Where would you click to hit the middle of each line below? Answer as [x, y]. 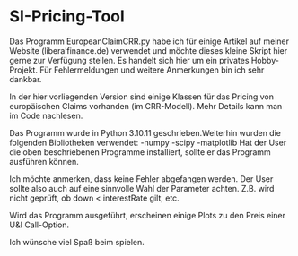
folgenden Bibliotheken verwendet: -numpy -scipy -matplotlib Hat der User [148, 142]
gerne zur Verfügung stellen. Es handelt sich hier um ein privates [129, 60]
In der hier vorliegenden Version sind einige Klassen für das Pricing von [141, 97]
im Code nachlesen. [46, 115]
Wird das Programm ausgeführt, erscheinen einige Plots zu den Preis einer [147, 215]
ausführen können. [44, 161]
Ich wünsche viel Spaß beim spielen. [77, 242]
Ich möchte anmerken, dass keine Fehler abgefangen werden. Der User [141, 179]
